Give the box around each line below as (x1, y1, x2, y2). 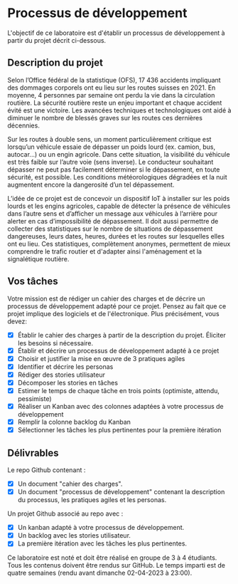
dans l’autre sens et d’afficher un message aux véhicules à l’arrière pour (7, 209, 218, 218)
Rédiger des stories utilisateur (17, 370, 105, 379)
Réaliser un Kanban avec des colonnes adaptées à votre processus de (17, 402, 224, 410)
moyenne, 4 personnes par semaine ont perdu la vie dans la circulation (7, 90, 215, 99)
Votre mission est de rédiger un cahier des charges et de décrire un (7, 294, 205, 303)
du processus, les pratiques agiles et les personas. (17, 496, 167, 504)
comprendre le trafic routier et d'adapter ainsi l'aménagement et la (7, 247, 202, 256)
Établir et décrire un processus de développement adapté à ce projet (17, 346, 220, 355)
